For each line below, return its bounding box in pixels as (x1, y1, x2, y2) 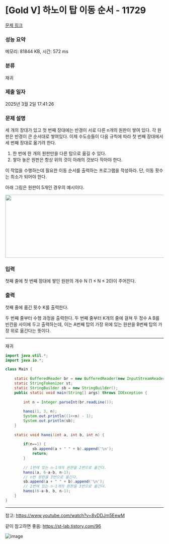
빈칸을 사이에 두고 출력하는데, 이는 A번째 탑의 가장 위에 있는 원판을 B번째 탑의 (5, 321, 157, 327)
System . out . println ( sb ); (23, 419, 75, 424)
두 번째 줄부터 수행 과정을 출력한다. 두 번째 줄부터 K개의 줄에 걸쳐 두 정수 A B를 (5, 315, 160, 321)
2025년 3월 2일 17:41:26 (5, 101, 54, 107)
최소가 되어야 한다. (10, 174, 47, 180)
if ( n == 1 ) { (23, 442, 46, 447)
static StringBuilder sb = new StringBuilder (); (14, 385, 118, 390)
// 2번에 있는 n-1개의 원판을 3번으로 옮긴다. (23, 484, 107, 489)
